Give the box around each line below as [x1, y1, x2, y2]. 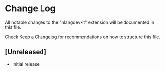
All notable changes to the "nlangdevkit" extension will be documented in [5, 19, 155, 25]
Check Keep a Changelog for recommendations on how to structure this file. [5, 34, 161, 40]
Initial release [12, 61, 40, 67]
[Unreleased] [5, 48, 47, 56]
